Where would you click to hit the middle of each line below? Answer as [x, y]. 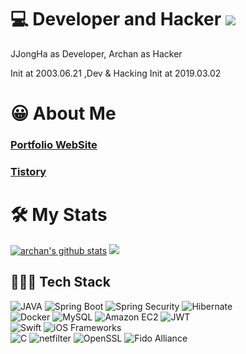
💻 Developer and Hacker [116, 19]
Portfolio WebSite [54, 145]
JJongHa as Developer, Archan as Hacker [96, 53]
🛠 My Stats [59, 215]
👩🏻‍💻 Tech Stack [60, 282]
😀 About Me [63, 113]
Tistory [28, 171]
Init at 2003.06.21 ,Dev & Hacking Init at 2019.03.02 [116, 73]
